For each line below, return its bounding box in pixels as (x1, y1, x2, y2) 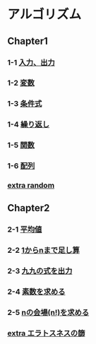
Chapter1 (7, 35, 48, 47)
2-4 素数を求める (7, 287, 66, 297)
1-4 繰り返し (7, 119, 50, 129)
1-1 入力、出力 (7, 57, 55, 67)
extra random (7, 181, 55, 191)
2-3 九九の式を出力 (7, 266, 73, 276)
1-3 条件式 (7, 99, 42, 109)
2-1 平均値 (7, 225, 42, 235)
